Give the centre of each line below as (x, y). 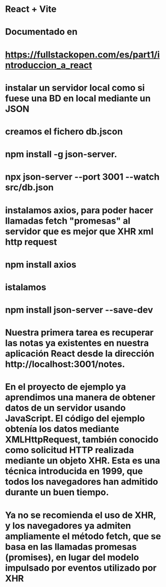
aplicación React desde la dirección (80, 354)
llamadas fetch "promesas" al (68, 221)
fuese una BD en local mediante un (78, 98)
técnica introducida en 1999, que (74, 471)
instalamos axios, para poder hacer (79, 210)
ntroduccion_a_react (49, 65)
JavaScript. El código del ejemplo (75, 419)
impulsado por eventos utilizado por (81, 568)
